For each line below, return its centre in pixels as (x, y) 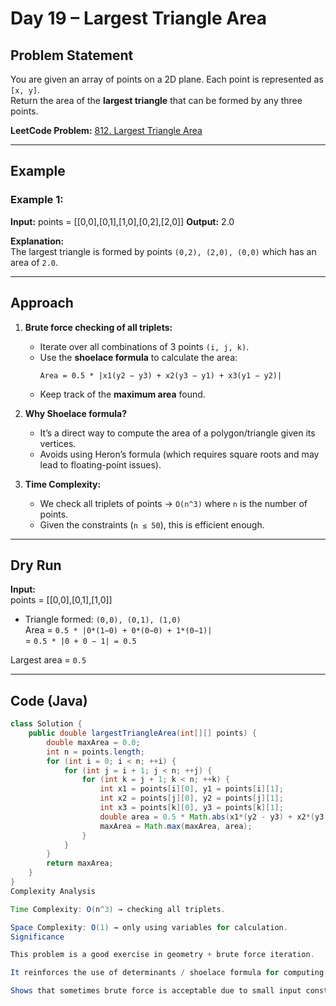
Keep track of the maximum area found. (122, 394)
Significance (37, 937)
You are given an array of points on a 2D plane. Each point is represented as (167, 79)
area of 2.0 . (34, 262)
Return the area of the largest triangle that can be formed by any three (156, 100)
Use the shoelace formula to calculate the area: (138, 357)
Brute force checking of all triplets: (98, 327)
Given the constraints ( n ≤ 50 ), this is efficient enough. (152, 524)
